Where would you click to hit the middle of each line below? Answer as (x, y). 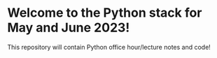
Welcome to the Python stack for (105, 13)
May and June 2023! (69, 28)
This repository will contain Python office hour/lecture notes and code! (109, 47)
